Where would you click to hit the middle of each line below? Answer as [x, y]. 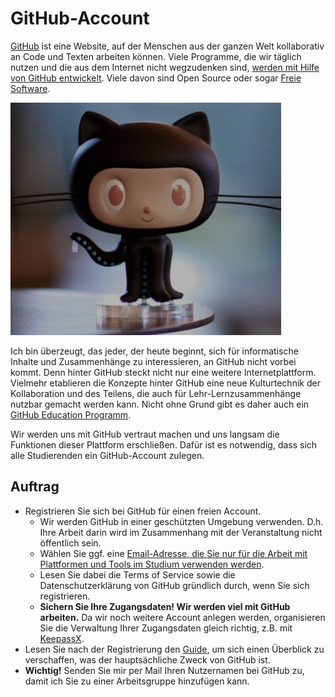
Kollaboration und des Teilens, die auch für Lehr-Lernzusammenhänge [156, 393]
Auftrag [35, 487]
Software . [30, 88]
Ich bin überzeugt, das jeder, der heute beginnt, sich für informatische [154, 351]
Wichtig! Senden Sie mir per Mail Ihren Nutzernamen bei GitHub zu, [164, 670]
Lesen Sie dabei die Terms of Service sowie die [137, 574]
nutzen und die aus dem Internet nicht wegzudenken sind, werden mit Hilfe [165, 67]
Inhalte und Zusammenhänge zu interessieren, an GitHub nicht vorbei [153, 361]
